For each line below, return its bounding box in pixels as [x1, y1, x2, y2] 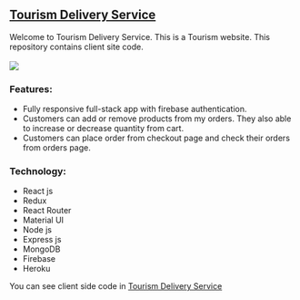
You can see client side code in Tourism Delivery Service [9, 281, 223, 292]
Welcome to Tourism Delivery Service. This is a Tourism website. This [9, 31, 271, 42]
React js [22, 186, 54, 197]
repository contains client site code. [9, 41, 144, 52]
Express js [22, 234, 62, 245]
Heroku [22, 264, 51, 274]
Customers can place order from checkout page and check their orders [22, 132, 291, 144]
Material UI [22, 214, 65, 226]
